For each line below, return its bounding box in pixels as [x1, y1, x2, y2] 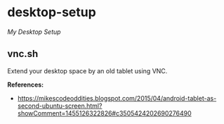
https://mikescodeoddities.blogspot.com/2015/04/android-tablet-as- [17, 94, 217, 102]
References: [7, 80, 44, 89]
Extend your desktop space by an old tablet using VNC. [7, 66, 168, 75]
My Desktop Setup [7, 27, 61, 36]
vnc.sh [7, 48, 39, 60]
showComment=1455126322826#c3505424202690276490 [17, 108, 192, 117]
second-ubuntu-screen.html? [17, 101, 103, 110]
